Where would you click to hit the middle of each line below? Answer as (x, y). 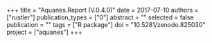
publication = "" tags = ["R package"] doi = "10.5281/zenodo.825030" (106, 25)
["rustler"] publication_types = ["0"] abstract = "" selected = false (100, 17)
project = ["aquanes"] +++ (44, 32)
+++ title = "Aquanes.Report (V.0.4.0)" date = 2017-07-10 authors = (103, 10)
